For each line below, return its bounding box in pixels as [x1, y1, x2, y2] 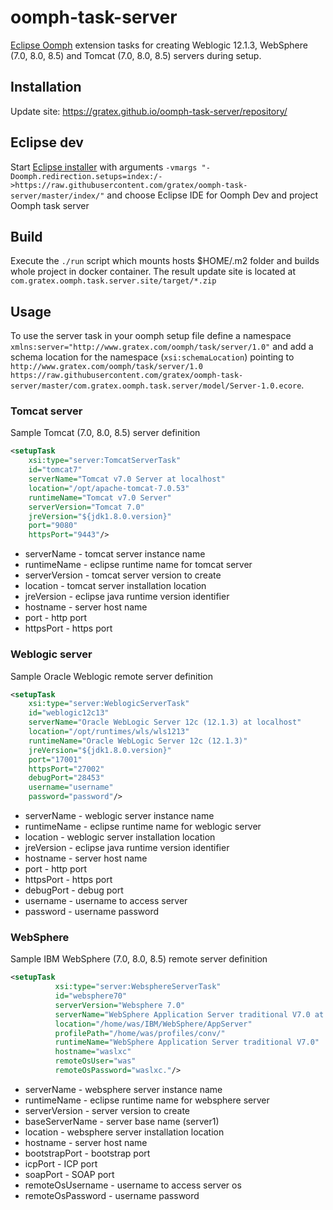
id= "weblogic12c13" [28, 708, 110, 718]
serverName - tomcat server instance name [24, 548, 206, 560]
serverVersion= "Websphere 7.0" [54, 1000, 186, 1010]
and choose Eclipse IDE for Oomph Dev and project [106, 189, 319, 201]
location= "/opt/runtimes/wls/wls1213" [28, 727, 190, 737]
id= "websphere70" [54, 991, 128, 1001]
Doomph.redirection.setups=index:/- [10, 171, 163, 181]
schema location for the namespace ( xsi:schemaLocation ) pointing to [10, 351, 295, 363]
